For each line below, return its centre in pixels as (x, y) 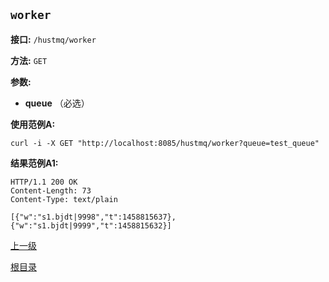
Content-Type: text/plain (64, 199)
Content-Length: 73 (51, 190)
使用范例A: (33, 124)
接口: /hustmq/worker (53, 39)
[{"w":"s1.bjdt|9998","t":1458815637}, (93, 217)
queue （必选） (57, 103)
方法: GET (29, 60)
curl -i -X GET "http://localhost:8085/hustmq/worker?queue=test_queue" (165, 143)
